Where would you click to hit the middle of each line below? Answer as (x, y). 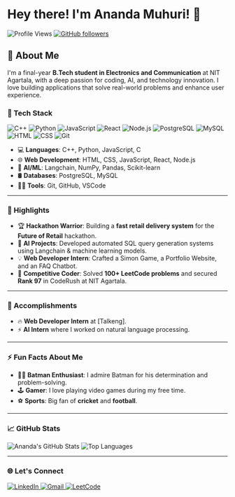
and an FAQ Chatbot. (47, 266)
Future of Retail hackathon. (57, 236)
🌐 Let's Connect (36, 471)
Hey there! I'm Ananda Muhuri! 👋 (104, 14)
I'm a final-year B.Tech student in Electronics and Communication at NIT (114, 72)
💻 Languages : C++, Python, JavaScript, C (79, 150)
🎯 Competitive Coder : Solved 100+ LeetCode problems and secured (117, 274)
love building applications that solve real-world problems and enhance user (116, 87)
